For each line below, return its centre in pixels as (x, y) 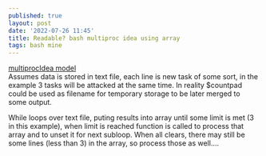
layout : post (30, 23)
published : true (35, 16)
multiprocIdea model (42, 68)
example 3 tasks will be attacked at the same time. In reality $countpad (125, 86)
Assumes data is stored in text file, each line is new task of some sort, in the (133, 77)
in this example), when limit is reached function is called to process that (126, 126)
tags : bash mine (35, 46)
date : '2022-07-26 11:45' (51, 30)
